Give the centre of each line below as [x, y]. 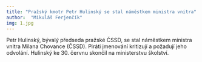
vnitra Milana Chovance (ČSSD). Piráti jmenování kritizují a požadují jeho [96, 46]
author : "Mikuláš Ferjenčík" [45, 17]
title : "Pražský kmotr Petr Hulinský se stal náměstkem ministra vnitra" [102, 12]
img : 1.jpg [20, 23]
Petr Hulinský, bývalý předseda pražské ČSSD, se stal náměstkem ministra [99, 40]
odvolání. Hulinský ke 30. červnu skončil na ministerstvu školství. [88, 53]
